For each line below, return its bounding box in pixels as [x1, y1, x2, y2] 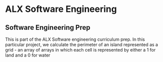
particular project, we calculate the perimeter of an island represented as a [5, 42, 158, 48]
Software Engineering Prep [5, 23, 90, 32]
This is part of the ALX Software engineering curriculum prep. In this [5, 36, 145, 42]
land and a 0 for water [5, 52, 51, 58]
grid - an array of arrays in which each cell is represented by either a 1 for [5, 47, 156, 53]
